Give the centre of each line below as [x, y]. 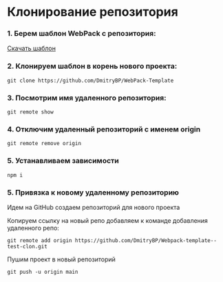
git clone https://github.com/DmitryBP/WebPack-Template [91, 80]
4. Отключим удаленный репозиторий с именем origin [104, 129]
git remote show [30, 112]
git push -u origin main [43, 272]
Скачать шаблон [32, 48]
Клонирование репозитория [93, 12]
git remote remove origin [44, 144]
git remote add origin [40, 240]
